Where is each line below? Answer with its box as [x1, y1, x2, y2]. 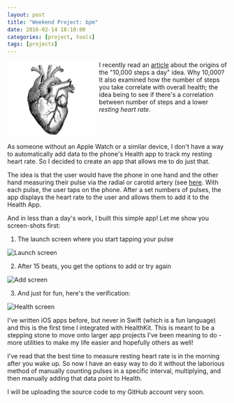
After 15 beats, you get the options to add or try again [17, 262, 171, 270]
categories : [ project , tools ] [7, 34, 96, 41]
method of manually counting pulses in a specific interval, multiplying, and [7, 367, 221, 375]
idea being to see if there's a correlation [98, 91, 214, 99]
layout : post [7, 11, 45, 18]
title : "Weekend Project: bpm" [7, 18, 98, 26]
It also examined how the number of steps [98, 75, 220, 84]
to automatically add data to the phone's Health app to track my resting [7, 149, 212, 158]
